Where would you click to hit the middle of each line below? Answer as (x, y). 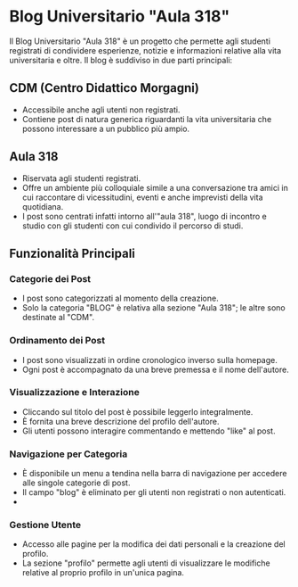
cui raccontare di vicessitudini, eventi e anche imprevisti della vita (143, 197)
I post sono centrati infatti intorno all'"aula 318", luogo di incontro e (144, 216)
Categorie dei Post (50, 278)
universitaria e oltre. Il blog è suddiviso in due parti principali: (121, 60)
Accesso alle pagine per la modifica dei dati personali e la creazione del (154, 544)
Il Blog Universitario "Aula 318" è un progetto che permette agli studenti (140, 41)
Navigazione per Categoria (68, 454)
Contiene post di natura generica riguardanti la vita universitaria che (147, 119)
